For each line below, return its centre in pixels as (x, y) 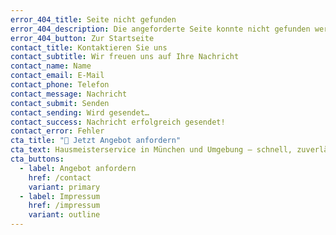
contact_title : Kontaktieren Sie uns (89, 47)
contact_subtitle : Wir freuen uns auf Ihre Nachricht (125, 57)
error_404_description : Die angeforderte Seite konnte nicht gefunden (160, 29)
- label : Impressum (60, 196)
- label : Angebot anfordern (78, 168)
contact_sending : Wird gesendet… (80, 112)
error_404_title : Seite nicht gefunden (93, 19)
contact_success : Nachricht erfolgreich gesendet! (118, 122)
